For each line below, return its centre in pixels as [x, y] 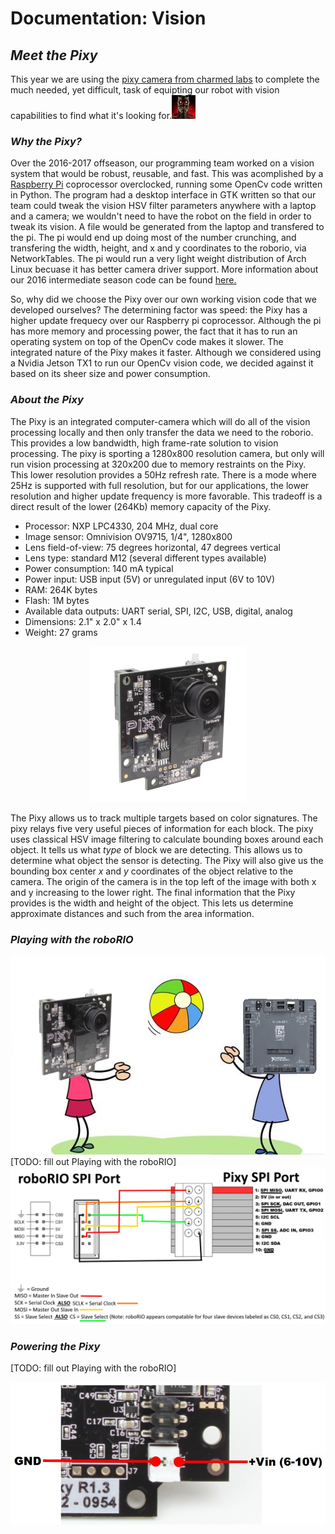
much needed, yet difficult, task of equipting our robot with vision [145, 90]
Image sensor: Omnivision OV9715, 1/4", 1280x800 [128, 536]
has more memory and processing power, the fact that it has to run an [154, 331]
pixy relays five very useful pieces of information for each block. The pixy [162, 828]
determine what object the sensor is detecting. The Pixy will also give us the [167, 860]
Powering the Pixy [55, 1346]
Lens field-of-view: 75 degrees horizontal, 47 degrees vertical [152, 547]
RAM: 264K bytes [61, 589]
